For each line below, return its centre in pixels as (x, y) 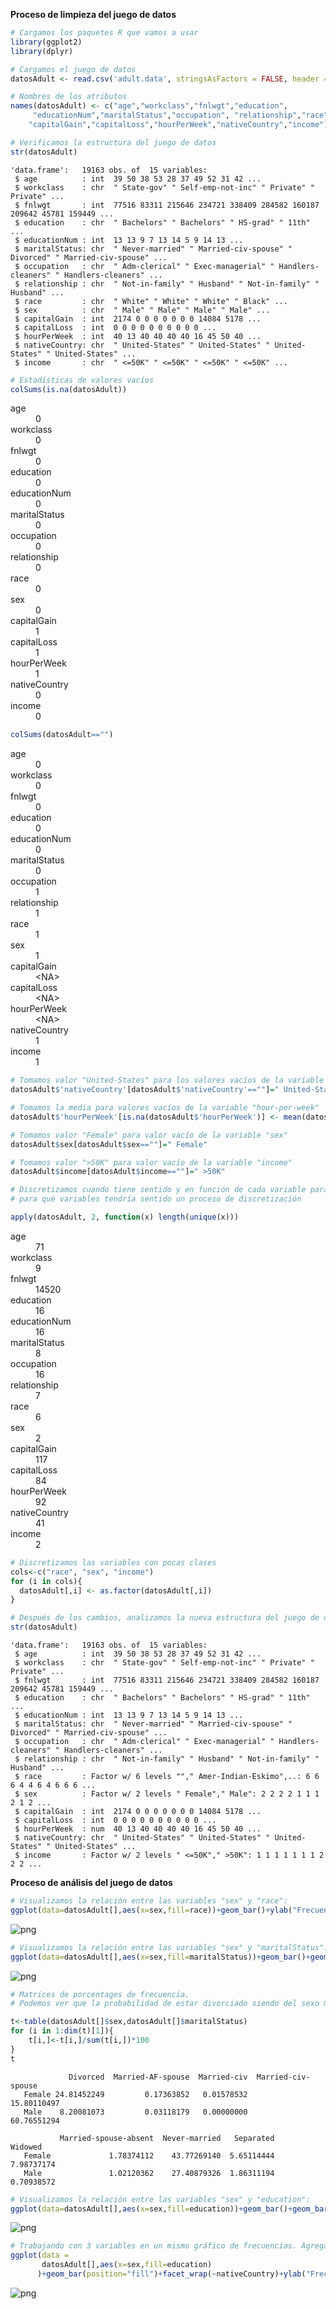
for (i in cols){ (46, 1581)
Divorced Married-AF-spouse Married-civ (158, 2077)
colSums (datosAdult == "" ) (62, 735)
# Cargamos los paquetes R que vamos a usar (104, 33)
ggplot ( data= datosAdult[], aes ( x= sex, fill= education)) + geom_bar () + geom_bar (169, 2209)
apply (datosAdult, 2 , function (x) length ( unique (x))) (125, 1217)
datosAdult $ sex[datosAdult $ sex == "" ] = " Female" (109, 1144)
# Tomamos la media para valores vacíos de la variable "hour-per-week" (165, 1108)
